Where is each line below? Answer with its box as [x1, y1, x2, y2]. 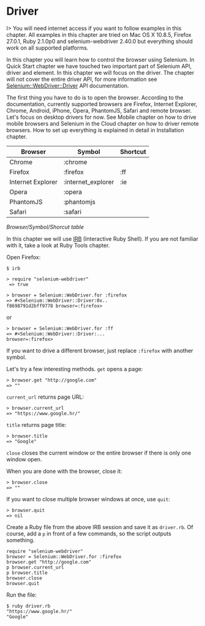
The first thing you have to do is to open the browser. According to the [6, 94, 184, 101]
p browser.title [6, 570, 48, 576]
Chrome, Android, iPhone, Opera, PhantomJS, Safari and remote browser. [6, 107, 192, 114]
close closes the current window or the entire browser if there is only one [6, 449, 192, 456]
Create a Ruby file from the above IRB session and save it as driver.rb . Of [6, 523, 194, 530]
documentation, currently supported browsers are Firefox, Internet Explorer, [6, 100, 198, 108]
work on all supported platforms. [6, 44, 89, 51]
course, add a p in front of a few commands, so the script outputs [6, 530, 171, 537]
